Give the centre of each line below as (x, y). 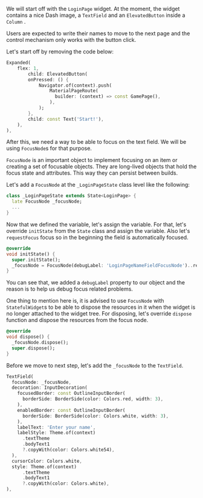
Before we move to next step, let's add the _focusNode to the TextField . (95, 365)
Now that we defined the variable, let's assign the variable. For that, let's (96, 224)
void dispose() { (28, 337)
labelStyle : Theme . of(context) (56, 433)
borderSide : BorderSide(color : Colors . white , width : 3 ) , (95, 416)
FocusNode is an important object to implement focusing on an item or (92, 160)
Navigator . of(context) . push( (75, 85)
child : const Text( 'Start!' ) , (66, 119)
